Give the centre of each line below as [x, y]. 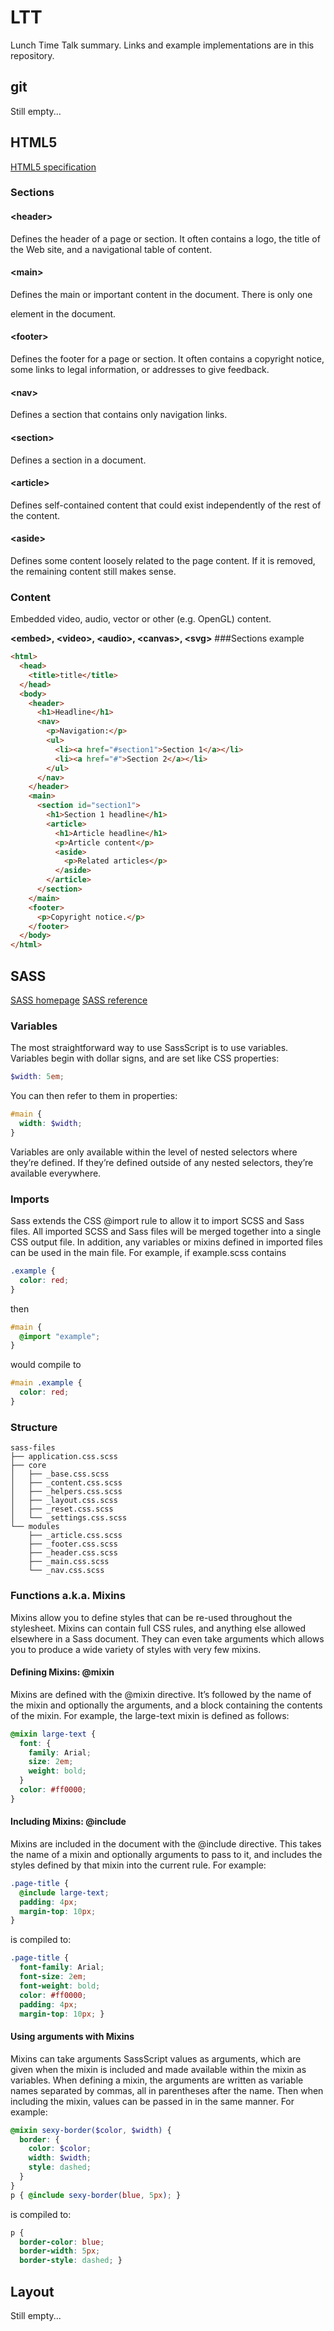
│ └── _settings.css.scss [69, 1518]
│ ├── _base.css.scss [60, 1474]
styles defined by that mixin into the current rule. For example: [138, 1865]
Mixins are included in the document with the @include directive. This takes [166, 1843]
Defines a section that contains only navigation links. [119, 415]
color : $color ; [60, 2149]
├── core [28, 1466]
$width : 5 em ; [37, 1077]
